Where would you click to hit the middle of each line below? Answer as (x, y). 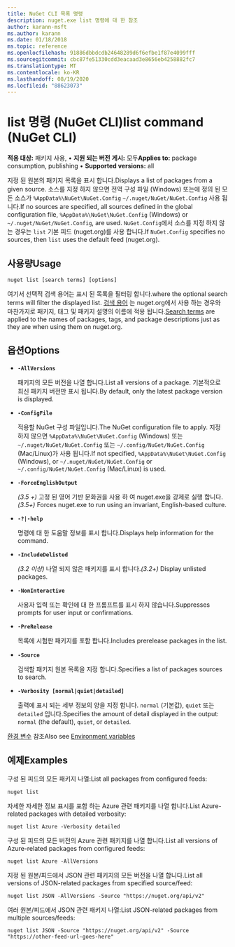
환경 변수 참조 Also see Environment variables (71, 736)
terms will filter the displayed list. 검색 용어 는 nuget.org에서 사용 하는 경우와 (114, 303)
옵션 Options (34, 350)
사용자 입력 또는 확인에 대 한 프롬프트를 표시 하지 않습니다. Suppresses (114, 605)
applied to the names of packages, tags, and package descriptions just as (114, 319)
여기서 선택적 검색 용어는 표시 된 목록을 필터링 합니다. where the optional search (117, 294)
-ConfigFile (35, 413)
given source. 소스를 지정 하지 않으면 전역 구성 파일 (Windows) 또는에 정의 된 (114, 189)
